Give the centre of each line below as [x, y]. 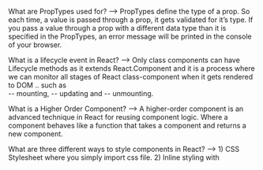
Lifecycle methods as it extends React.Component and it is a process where [131, 68]
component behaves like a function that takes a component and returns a [127, 126]
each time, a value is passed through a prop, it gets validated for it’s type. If [131, 20]
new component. [36, 134]
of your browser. [35, 45]
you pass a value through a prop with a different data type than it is [117, 28]
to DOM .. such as [38, 85]
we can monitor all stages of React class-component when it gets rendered [131, 77]
